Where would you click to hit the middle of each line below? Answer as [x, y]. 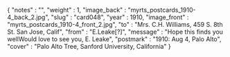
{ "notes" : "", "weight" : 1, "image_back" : [67, 10]
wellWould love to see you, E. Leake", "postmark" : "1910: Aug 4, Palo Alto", [114, 39]
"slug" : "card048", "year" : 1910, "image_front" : [120, 17]
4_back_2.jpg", [28, 17]
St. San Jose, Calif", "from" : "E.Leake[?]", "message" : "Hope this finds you [115, 32]
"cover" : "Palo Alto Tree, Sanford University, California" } [89, 46]
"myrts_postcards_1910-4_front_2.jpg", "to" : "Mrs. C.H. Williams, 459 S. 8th [115, 24]
